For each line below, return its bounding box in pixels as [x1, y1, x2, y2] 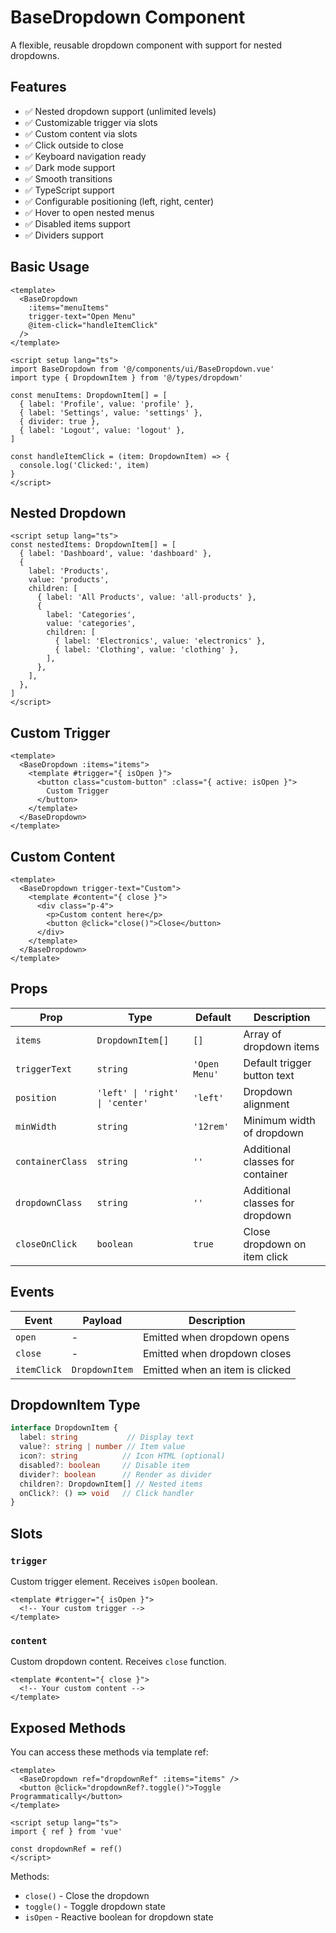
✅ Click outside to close [24, 139, 124, 151]
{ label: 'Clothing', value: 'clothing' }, [54, 645, 240, 655]
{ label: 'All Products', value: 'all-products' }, [36, 592, 257, 603]
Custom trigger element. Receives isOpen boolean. [10, 1576, 218, 1587]
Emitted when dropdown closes [142, 1346, 292, 1360]
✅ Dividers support [24, 229, 104, 241]
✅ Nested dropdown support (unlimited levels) [24, 105, 217, 117]
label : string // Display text [19, 1432, 195, 1443]
